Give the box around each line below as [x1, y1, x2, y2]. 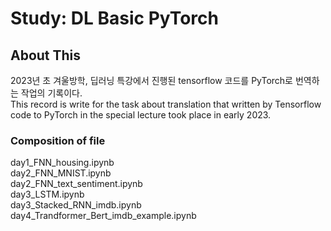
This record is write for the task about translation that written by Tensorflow [10, 98, 322, 110]
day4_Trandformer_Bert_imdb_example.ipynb [10, 210, 197, 222]
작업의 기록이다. [20, 87, 83, 99]
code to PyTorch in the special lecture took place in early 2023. [10, 109, 272, 121]
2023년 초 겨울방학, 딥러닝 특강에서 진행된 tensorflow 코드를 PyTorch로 [10, 75, 293, 86]
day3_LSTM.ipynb [10, 188, 85, 201]
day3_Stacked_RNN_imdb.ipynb [10, 199, 142, 211]
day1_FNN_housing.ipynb [10, 157, 115, 169]
